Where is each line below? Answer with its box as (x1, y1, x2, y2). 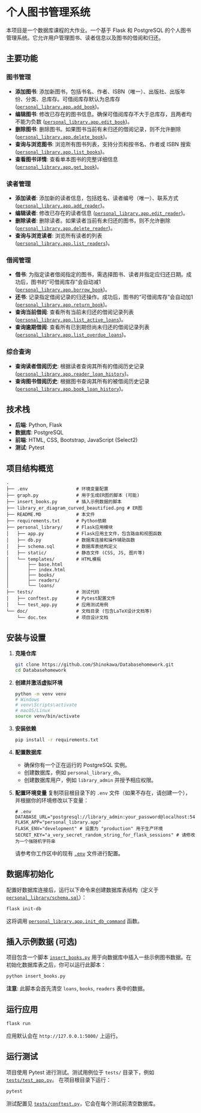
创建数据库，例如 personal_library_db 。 (23, 769, 124, 776)
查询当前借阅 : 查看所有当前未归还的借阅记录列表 (14, 308, 134, 316)
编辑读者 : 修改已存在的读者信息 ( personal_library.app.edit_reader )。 (14, 209, 189, 217)
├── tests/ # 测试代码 (6, 589, 100, 595)
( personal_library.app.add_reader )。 (14, 202, 108, 209)
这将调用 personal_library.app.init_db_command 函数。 (6, 917, 143, 925)
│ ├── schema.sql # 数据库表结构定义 (6, 544, 118, 550)
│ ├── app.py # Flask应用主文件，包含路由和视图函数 (6, 531, 162, 537)
